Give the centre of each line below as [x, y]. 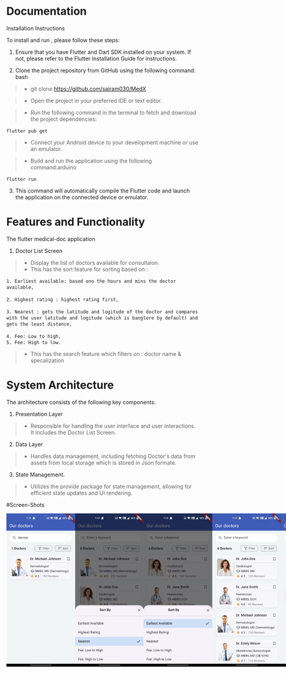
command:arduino [53, 167]
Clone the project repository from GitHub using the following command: [105, 70]
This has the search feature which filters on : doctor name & [106, 354]
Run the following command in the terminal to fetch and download [113, 112]
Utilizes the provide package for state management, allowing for [111, 486]
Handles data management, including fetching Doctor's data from [113, 456]
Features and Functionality [76, 222]
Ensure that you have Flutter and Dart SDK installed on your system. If [103, 52]
